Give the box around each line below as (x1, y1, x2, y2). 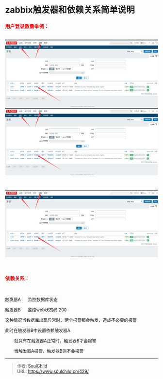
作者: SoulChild (16, 363, 48, 369)
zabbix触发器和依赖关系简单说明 (5, 4, 135, 16)
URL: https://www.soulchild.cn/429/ (16, 368, 89, 374)
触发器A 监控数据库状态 (5, 297, 58, 302)
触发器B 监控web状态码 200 (5, 307, 67, 313)
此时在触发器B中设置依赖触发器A (5, 327, 70, 333)
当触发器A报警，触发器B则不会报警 (14, 348, 84, 354)
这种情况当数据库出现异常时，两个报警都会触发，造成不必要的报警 (5, 317, 137, 323)
